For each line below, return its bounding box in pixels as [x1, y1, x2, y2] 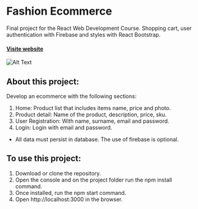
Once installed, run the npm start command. [15, 189, 127, 196]
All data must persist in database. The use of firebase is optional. [15, 136, 179, 143]
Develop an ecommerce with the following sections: [6, 92, 137, 100]
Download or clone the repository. [15, 169, 101, 177]
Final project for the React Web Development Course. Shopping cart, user [6, 24, 192, 32]
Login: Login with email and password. [15, 123, 112, 131]
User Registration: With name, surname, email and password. [15, 117, 170, 125]
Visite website [6, 45, 44, 53]
